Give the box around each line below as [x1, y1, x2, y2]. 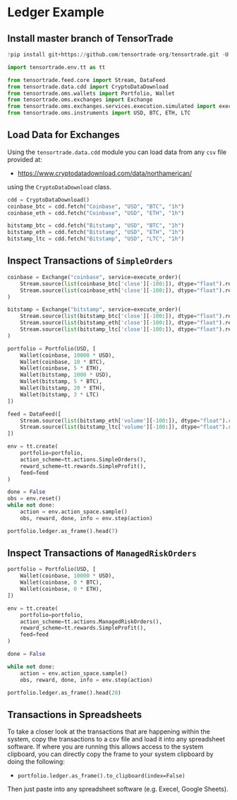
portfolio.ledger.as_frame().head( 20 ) [7, 689, 121, 696]
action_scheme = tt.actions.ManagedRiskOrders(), [20, 618, 162, 625]
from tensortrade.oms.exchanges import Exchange [7, 96, 153, 103]
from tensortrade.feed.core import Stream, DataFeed [7, 76, 166, 83]
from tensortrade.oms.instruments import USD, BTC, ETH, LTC [7, 110, 191, 117]
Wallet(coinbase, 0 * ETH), [20, 586, 102, 593]
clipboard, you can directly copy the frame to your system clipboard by [7, 750, 214, 758]
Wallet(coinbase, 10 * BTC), [20, 358, 106, 365]
